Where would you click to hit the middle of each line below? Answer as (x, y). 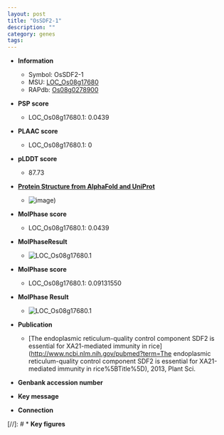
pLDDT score (37, 159)
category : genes (31, 34)
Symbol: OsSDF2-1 (56, 75)
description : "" (31, 27)
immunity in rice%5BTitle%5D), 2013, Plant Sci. (127, 369)
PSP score (33, 103)
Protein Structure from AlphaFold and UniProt (86, 187)
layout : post (27, 14)
